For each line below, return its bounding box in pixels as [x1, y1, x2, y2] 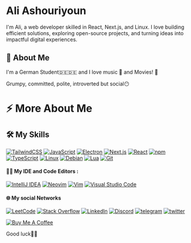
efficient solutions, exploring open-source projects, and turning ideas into [6, 29, 184, 36]
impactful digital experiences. [6, 36, 78, 43]
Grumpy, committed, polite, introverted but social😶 [6, 80, 130, 87]
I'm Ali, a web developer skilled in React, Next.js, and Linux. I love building [6, 23, 185, 30]
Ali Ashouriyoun [6, 4, 87, 18]
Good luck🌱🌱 [6, 230, 38, 238]
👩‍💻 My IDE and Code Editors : [6, 168, 79, 175]
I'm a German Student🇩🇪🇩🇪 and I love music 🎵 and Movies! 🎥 [6, 69, 158, 76]
